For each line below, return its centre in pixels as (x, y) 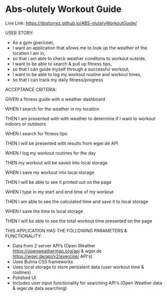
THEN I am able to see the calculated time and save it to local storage (77, 201)
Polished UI (24, 277)
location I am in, (29, 53)
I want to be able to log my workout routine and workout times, (77, 74)
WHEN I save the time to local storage (44, 211)
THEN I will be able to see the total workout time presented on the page (79, 221)
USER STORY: (19, 33)
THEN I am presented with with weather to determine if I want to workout (80, 118)
